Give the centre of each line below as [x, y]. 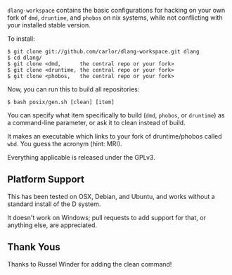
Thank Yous [34, 247]
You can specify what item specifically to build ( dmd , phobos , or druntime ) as [116, 115]
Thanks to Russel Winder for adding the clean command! [90, 264]
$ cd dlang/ [25, 58]
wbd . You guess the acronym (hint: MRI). [65, 144]
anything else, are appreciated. [52, 225]
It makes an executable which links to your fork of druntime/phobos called [115, 136]
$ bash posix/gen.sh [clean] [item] [61, 102]
